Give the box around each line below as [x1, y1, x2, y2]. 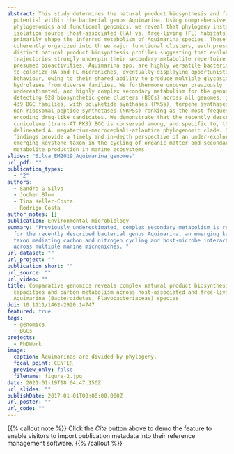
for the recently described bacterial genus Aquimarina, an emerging [13, 230, 219, 237]
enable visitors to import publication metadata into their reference [7, 432, 196, 439]
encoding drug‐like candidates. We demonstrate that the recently [13, 113, 210, 120]
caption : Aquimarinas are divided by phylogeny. [13, 353, 157, 361]
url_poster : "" [7, 398, 52, 406]
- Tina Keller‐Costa [13, 198, 73, 205]
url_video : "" [7, 276, 49, 283]
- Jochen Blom [13, 191, 54, 198]
